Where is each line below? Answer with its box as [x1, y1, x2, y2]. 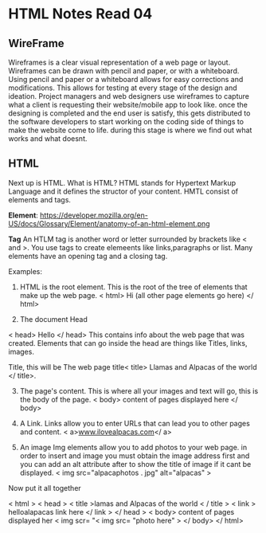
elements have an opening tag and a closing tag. [8, 251, 168, 261]
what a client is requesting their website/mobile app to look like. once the [8, 100, 248, 109]
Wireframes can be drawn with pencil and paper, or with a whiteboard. [8, 66, 240, 76]
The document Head [19, 314, 88, 323]
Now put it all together [8, 483, 81, 492]
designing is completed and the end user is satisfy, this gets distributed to [8, 108, 251, 118]
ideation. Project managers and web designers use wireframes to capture [8, 92, 249, 100]
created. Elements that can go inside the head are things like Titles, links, [8, 338, 248, 347]
